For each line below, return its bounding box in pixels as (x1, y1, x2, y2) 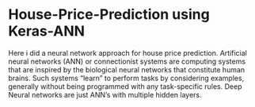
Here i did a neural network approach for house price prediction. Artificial (8, 48, 248, 57)
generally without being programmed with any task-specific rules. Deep (8, 81, 242, 91)
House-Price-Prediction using (8, 6, 210, 24)
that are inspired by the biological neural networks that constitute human (8, 65, 245, 74)
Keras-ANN (8, 22, 86, 40)
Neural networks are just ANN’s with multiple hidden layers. (8, 90, 202, 99)
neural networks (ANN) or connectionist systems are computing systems (8, 57, 246, 66)
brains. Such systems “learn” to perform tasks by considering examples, (8, 73, 245, 83)
